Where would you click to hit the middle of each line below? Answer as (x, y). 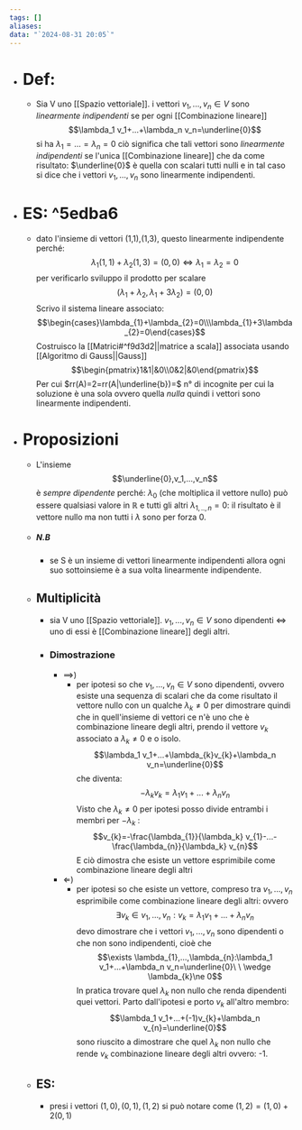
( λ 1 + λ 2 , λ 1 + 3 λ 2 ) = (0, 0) (165, 294)
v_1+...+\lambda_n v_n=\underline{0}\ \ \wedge (185, 967)
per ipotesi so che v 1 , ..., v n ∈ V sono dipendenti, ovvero (180, 685)
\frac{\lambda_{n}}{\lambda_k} (169, 846)
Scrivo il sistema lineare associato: (100, 308)
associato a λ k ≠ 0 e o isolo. (129, 740)
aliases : (26, 26)
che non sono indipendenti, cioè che (144, 942)
